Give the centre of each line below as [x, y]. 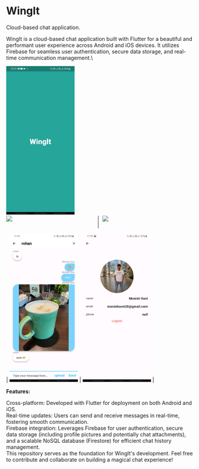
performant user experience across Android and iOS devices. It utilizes [93, 45]
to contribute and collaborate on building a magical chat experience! [90, 460]
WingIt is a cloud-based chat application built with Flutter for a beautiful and [99, 39]
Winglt [23, 11]
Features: [18, 391]
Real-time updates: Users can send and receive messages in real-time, [93, 415]
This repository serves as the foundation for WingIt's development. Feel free [99, 453]
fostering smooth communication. [48, 422]
